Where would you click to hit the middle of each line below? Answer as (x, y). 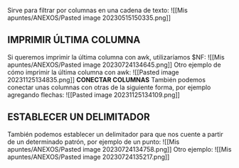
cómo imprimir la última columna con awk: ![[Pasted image (93, 72)
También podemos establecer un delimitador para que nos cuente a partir (115, 134)
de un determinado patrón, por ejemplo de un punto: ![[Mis (94, 142)
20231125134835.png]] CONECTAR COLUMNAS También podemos (107, 79)
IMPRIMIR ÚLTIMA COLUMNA (74, 40)
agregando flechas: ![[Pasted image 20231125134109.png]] (94, 94)
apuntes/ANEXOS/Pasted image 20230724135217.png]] (89, 157)
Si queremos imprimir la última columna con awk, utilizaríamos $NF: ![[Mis (116, 57)
